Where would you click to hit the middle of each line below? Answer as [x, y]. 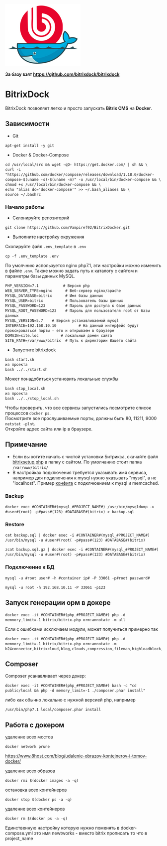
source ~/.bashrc [23, 194]
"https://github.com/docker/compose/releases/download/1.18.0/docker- [80, 174]
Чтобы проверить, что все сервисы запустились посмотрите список [78, 408]
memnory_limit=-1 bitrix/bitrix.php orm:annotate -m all [65, 620]
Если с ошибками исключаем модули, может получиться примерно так [82, 629]
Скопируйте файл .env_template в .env [46, 247]
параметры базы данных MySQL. [40, 276]
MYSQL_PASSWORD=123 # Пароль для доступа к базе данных [73, 306]
